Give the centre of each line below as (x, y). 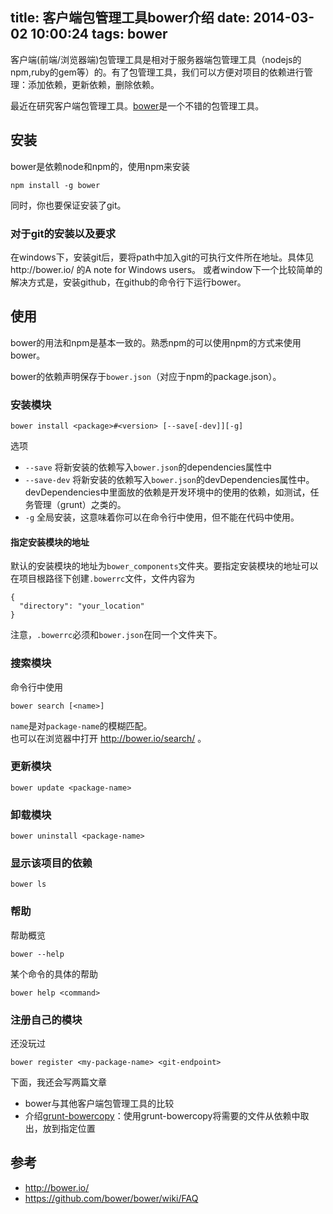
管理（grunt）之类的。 (80, 505)
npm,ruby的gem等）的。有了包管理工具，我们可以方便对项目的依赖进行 (157, 72)
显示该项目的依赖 (51, 863)
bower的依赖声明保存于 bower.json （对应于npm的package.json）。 (146, 376)
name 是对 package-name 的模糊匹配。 (81, 725)
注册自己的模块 (46, 1020)
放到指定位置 (69, 1129)
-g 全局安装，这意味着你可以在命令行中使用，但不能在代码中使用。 (162, 517)
